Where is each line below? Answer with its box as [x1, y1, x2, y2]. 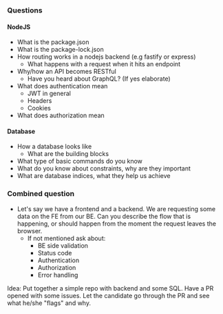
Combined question [7, 189, 74, 199]
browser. [17, 226, 43, 235]
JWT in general [27, 89, 71, 98]
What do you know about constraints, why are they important [17, 164, 191, 173]
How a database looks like [17, 142, 92, 150]
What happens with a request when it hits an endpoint [27, 60, 181, 68]
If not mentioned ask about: [27, 234, 106, 242]
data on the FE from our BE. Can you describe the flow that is [17, 212, 191, 220]
